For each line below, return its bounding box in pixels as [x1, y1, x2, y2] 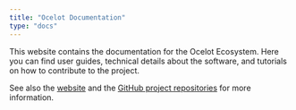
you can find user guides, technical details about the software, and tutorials [9, 55, 288, 66]
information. [9, 91, 55, 103]
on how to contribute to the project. [9, 64, 140, 76]
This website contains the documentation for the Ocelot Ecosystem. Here [9, 46, 280, 56]
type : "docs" [9, 21, 58, 30]
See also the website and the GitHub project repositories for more [9, 82, 252, 93]
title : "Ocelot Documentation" [9, 13, 126, 22]
